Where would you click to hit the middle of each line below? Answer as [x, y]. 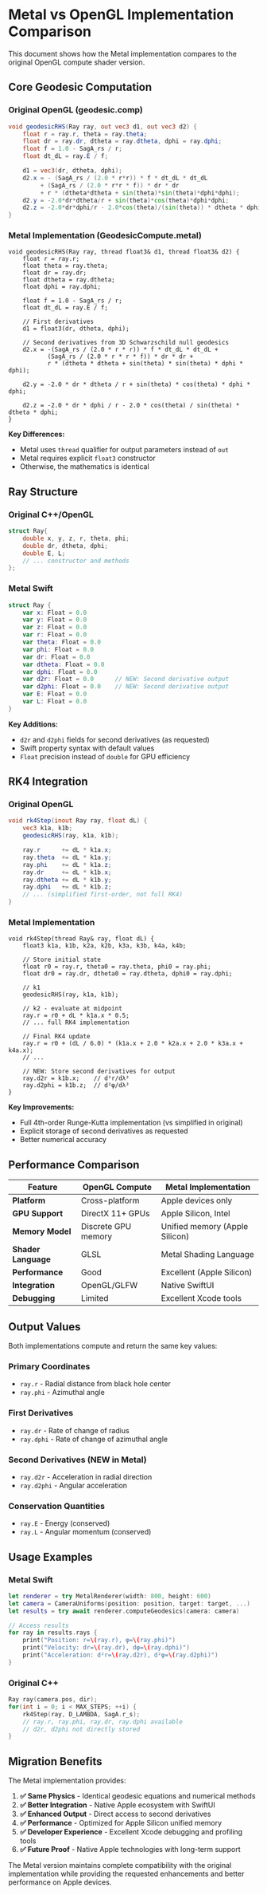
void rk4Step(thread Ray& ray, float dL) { [81, 939]
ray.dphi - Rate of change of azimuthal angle [94, 1439]
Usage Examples [50, 1557]
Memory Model [42, 1231]
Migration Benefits [55, 1761]
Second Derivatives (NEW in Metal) [77, 1460]
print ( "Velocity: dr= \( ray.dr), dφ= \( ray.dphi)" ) [106, 1648]
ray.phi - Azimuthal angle [62, 1393]
